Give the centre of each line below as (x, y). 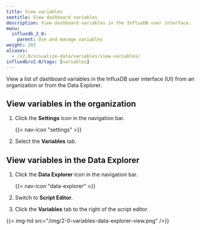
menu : (13, 28)
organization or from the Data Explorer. (54, 85)
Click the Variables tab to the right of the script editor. (81, 209)
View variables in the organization (71, 104)
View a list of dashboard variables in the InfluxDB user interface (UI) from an (100, 79)
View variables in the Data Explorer (73, 160)
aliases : (17, 51)
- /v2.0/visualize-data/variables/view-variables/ (76, 56)
